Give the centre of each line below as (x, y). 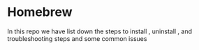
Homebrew (40, 12)
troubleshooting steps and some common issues (77, 38)
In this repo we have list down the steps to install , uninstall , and (100, 31)
